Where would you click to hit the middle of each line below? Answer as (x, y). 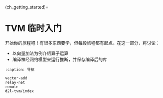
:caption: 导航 (20, 70)
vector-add (16, 78)
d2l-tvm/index (20, 91)
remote (12, 87)
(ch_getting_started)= (27, 7)
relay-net (15, 82)
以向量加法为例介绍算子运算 (40, 53)
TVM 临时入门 (34, 28)
